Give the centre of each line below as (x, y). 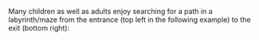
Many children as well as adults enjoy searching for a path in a (110, 11)
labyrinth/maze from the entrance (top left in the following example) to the (129, 20)
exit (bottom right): (39, 28)
